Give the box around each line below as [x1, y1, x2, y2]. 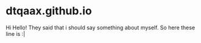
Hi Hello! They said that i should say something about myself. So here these [5, 24, 196, 31]
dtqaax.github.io [5, 4, 93, 18]
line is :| [5, 30, 26, 37]
